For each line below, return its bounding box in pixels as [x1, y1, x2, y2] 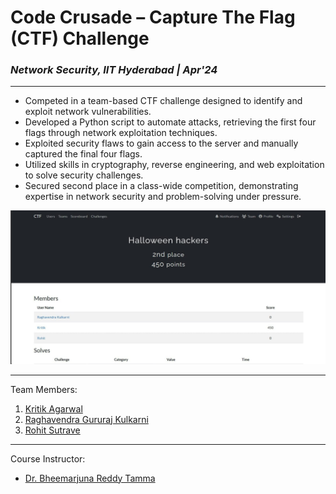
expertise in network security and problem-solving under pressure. [24, 191, 302, 203]
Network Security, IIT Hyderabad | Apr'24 [10, 63, 218, 77]
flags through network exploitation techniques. [24, 127, 218, 139]
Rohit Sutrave [24, 424, 81, 436]
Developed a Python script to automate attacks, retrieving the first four [24, 116, 317, 128]
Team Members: [10, 383, 78, 395]
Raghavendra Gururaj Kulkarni [24, 413, 149, 425]
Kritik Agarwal [24, 402, 83, 415]
